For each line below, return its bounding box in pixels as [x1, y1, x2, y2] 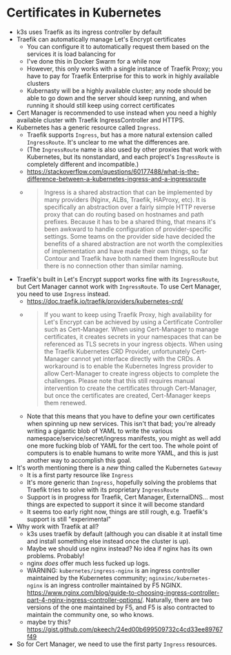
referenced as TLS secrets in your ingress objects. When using [43, 340, 223, 348]
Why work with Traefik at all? [16, 522, 99, 531]
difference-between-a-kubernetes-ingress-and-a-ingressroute [26, 174, 206, 183]
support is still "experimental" [26, 515, 112, 523]
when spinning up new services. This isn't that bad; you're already [26, 419, 216, 427]
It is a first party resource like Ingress [26, 470, 134, 479]
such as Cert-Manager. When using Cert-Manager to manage [43, 325, 219, 333]
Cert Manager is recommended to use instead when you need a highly [16, 109, 217, 117]
